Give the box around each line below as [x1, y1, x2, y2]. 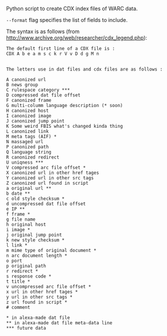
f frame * [6, 211, 31, 217]
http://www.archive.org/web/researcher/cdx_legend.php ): [6, 34, 147, 41]
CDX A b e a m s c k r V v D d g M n [6, 51, 99, 57]
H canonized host [6, 108, 49, 114]
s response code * [6, 273, 52, 279]
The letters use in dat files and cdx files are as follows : [6, 66, 163, 72]
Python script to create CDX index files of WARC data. [6, 5, 138, 12]
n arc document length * [6, 253, 68, 259]
